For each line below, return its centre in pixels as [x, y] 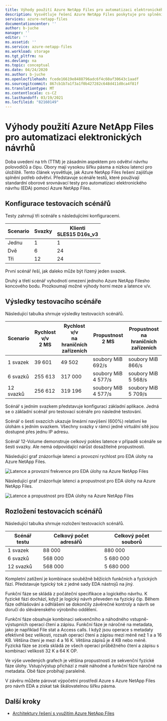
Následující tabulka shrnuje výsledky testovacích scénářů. [65, 313]
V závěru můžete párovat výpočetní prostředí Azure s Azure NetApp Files [80, 680]
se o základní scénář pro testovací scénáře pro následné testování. [74, 411]
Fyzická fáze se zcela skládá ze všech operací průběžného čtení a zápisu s [82, 645]
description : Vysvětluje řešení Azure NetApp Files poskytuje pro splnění [84, 14]
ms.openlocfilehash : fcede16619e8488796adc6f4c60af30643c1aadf [72, 79]
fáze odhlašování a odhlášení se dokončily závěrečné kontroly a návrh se [80, 604]
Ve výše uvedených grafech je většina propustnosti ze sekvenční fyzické [80, 660]
